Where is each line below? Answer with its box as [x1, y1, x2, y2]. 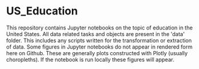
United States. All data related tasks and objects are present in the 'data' [6, 30, 185, 37]
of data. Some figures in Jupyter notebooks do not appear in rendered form [6, 43, 193, 50]
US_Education [6, 4, 78, 18]
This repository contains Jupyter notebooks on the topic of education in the [6, 24, 193, 31]
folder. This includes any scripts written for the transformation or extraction [6, 37, 192, 44]
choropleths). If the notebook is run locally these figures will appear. [6, 56, 175, 63]
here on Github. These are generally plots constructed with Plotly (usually [6, 49, 188, 56]
